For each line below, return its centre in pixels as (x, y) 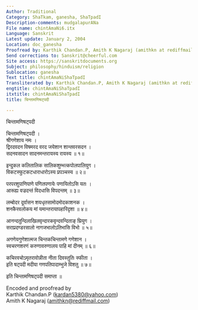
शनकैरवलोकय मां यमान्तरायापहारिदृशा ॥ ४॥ (47, 209)
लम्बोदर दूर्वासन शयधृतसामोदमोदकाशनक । (46, 202)
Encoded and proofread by (39, 288)
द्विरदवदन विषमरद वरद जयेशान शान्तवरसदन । (49, 147)
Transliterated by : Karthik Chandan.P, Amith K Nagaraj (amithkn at (92, 83)
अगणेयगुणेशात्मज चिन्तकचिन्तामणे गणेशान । (47, 239)
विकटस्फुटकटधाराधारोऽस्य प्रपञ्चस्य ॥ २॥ (46, 172)
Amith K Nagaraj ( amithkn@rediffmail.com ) (58, 301)
